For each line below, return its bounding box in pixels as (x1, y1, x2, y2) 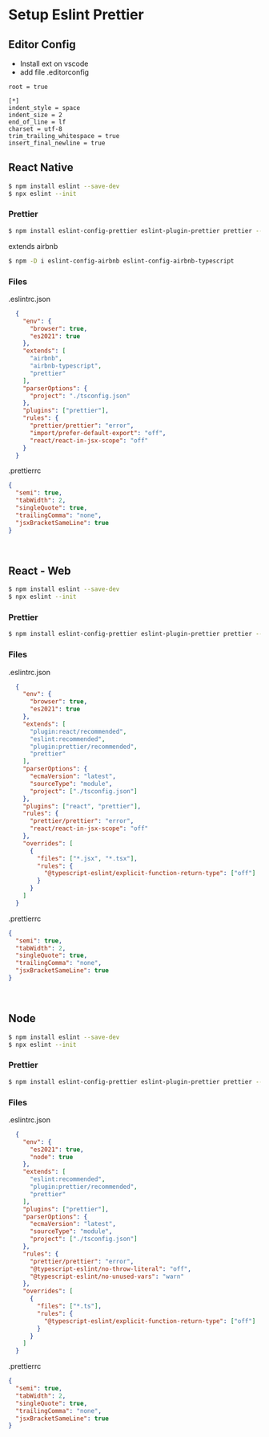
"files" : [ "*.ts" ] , (37, 1302, 102, 1310)
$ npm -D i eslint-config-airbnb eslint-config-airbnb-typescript (8, 257, 235, 265)
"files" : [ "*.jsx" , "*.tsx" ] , (37, 854, 138, 862)
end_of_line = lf (8, 118, 66, 126)
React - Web (8, 564, 71, 577)
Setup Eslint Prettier (8, 6, 144, 24)
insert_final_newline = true (8, 139, 106, 147)
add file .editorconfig (19, 67, 90, 77)
